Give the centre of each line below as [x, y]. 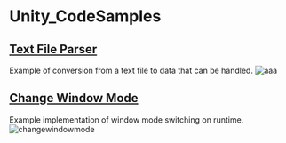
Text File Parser [53, 49]
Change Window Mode [74, 98]
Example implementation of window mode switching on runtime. [127, 119]
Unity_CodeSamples [85, 16]
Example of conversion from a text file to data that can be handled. [131, 70]
